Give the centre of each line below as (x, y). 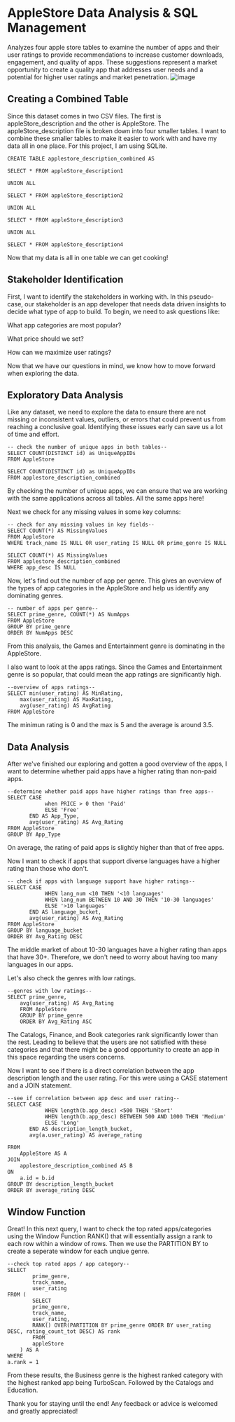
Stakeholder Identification (65, 279)
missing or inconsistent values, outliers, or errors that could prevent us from (116, 419)
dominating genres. (35, 596)
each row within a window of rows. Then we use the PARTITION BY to (108, 1244)
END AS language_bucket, (65, 912)
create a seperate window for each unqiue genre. (78, 1251)
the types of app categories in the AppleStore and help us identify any (108, 588)
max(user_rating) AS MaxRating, (67, 700)
